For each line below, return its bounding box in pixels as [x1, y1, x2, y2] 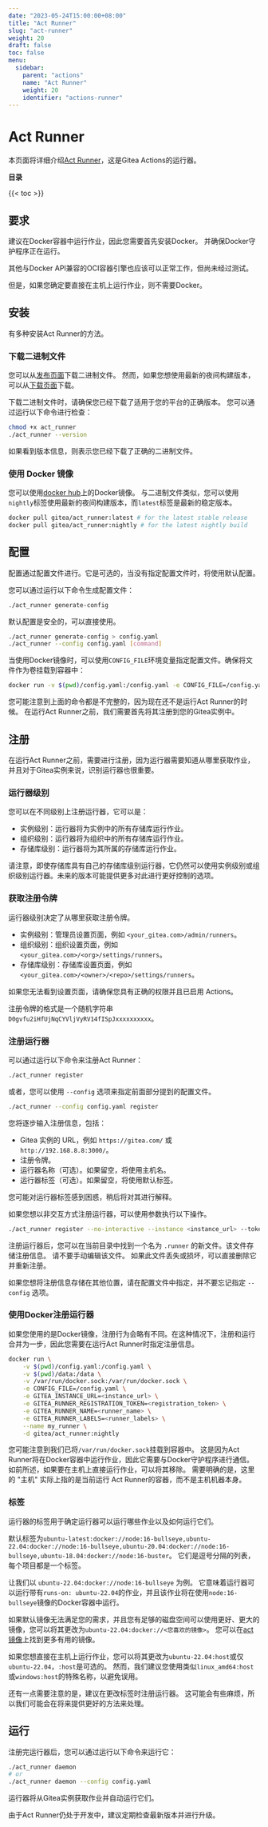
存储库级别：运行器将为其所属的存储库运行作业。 [19, 844, 181, 854]
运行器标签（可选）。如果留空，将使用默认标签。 [19, 1175, 178, 1185]
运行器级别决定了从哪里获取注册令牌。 [8, 913, 134, 922]
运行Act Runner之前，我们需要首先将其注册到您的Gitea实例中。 [30, 707, 239, 717]
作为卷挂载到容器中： [14, 666, 85, 675]
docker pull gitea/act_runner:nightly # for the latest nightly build [8, 522, 248, 530]
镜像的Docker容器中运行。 [37, 1597, 124, 1607]
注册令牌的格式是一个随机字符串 [8, 1003, 113, 1013]
